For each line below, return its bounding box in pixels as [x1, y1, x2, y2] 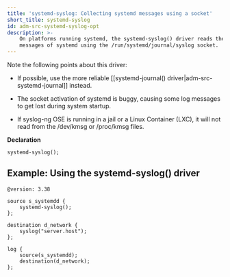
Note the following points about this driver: [7, 61, 128, 69]
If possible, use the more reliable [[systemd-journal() [16, 74, 166, 82]
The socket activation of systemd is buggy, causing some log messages [16, 95, 221, 103]
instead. [69, 82, 92, 89]
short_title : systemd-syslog [7, 16, 90, 23]
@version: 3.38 [7, 186, 51, 193]
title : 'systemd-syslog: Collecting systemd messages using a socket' [7, 10, 213, 17]
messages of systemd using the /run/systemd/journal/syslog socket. [19, 42, 219, 49]
